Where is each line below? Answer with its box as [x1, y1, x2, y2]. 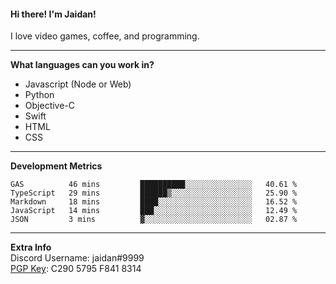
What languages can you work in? [10, 59, 155, 71]
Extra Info [10, 241, 52, 254]
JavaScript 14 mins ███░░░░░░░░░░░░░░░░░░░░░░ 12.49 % [10, 206, 298, 216]
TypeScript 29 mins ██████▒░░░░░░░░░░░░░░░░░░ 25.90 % [10, 188, 298, 199]
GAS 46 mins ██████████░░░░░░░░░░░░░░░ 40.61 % [10, 180, 298, 190]
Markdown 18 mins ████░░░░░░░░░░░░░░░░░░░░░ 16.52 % [10, 197, 298, 207]
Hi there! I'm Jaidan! [10, 8, 97, 20]
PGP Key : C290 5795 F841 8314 [10, 263, 142, 275]
